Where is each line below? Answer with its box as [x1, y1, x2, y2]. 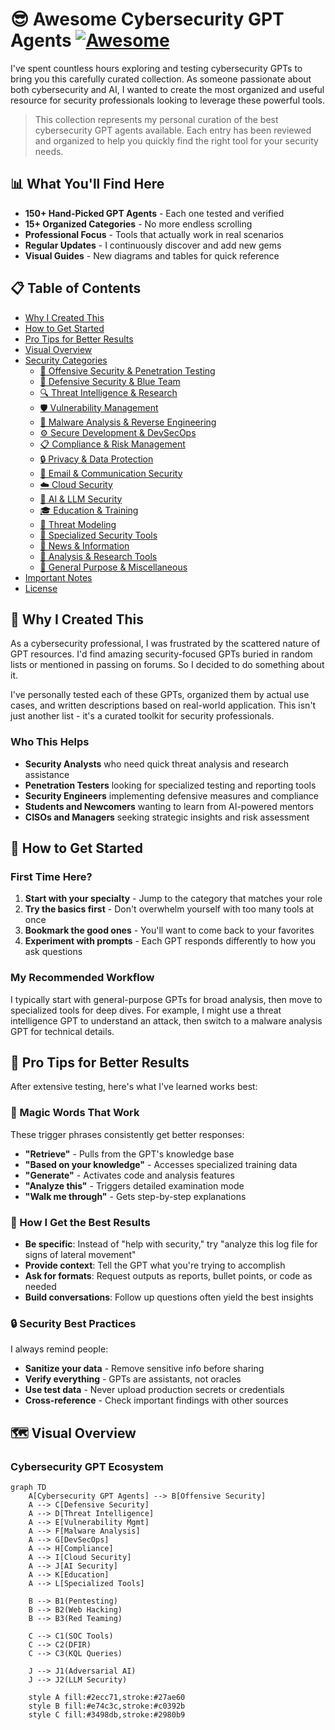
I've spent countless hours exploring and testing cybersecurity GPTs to [10, 62, 303, 74]
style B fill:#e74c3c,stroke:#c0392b [28, 1701, 186, 1712]
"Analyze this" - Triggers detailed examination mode [24, 1179, 245, 1192]
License [24, 582, 58, 594]
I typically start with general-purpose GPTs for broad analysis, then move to [10, 993, 323, 1005]
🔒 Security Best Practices [10, 1316, 137, 1330]
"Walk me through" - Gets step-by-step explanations [24, 1190, 247, 1202]
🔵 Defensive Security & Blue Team [39, 375, 181, 387]
